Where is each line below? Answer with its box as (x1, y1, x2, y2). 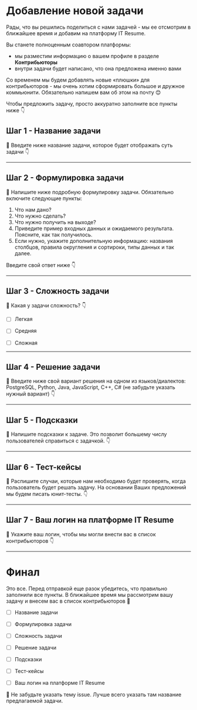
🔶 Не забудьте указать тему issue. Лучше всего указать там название (6, 691, 182, 698)
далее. (14, 249, 32, 256)
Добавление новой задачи (6, 4, 144, 18)
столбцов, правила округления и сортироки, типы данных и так (14, 244, 175, 251)
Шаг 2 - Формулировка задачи (6, 173, 124, 183)
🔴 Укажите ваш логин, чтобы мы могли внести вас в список (6, 530, 157, 537)
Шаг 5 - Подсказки (6, 415, 78, 425)
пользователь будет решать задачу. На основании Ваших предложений (6, 484, 186, 491)
